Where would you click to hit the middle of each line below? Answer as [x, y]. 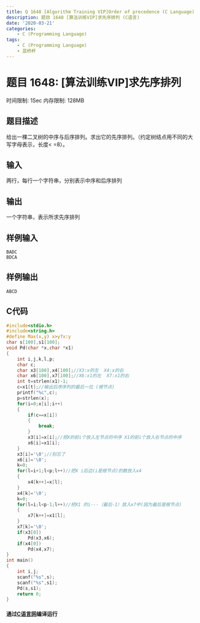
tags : [13, 40]
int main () [20, 560]
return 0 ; [29, 594]
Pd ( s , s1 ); [29, 588]
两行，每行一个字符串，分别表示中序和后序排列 [64, 180]
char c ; [26, 364]
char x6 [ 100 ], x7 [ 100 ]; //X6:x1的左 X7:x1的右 [73, 376]
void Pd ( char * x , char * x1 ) [40, 348]
